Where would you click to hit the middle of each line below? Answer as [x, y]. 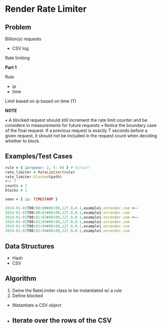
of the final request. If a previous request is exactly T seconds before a [76, 130]
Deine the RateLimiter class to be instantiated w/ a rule [67, 290]
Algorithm [21, 279]
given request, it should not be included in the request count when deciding [81, 136]
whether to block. [23, 141]
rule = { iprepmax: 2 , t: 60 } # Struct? [48, 168]
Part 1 [11, 67]
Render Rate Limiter [46, 9]
